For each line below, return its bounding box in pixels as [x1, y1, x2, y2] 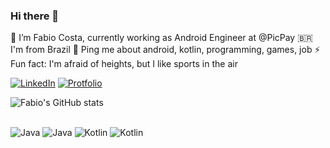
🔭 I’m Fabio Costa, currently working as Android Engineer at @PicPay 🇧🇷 [10, 32, 313, 44]
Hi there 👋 [10, 9, 60, 23]
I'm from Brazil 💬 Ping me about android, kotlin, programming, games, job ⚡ [10, 44, 321, 56]
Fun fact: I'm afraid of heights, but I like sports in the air [10, 58, 238, 70]
